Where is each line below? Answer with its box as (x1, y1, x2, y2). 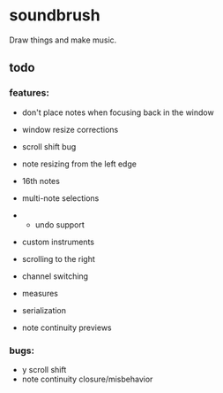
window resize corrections (21, 124, 119, 135)
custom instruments (21, 236, 95, 247)
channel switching (21, 271, 89, 281)
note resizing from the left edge (21, 158, 137, 169)
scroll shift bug (21, 141, 77, 151)
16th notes (21, 175, 60, 186)
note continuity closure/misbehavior (21, 374, 153, 384)
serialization (21, 304, 67, 315)
